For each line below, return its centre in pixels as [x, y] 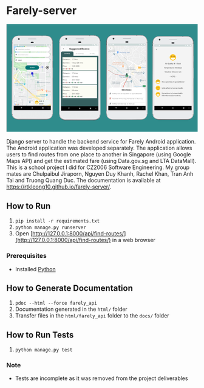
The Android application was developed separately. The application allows [99, 148]
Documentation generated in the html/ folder [71, 309]
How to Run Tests [40, 335]
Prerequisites [26, 256]
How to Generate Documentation [70, 288]
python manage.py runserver [50, 228]
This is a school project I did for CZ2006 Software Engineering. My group [98, 167]
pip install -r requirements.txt [57, 221]
